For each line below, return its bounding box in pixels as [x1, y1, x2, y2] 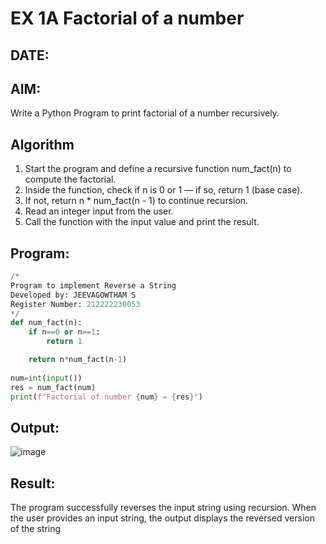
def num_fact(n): [10, 318, 83, 328]
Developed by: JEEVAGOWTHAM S [10, 290, 137, 300]
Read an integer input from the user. [24, 205, 174, 217]
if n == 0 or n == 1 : [28, 327, 101, 337]
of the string [10, 523, 62, 535]
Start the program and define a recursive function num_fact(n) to [24, 163, 292, 175]
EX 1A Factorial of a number [10, 7, 245, 30]
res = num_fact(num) [10, 382, 97, 392]
